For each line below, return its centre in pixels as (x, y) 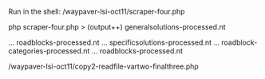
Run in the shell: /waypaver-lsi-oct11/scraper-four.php (97, 12)
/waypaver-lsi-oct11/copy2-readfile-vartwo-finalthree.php (104, 66)
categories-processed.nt (49, 51)
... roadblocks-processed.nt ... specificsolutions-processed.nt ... (114, 42)
